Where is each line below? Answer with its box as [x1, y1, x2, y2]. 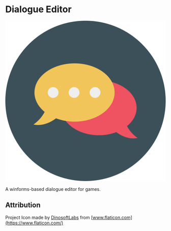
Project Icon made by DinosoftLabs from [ [5, 214, 93, 220]
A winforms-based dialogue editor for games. [5, 186, 101, 192]
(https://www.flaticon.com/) [5, 220, 64, 226]
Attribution [5, 201, 41, 210]
